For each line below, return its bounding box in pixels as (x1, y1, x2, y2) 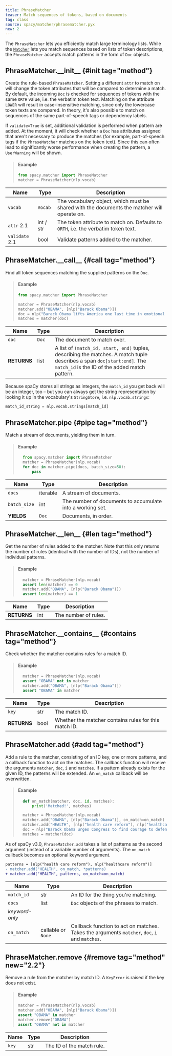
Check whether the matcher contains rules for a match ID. (5, 651, 127, 657)
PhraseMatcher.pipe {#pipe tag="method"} (5, 418, 148, 427)
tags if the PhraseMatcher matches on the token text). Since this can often (5, 139, 160, 145)
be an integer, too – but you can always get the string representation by (5, 389, 156, 395)
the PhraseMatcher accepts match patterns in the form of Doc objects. (5, 52, 150, 58)
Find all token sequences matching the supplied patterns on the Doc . (5, 269, 149, 275)
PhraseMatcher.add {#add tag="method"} (5, 740, 144, 749)
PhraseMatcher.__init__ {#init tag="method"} (5, 66, 153, 75)
